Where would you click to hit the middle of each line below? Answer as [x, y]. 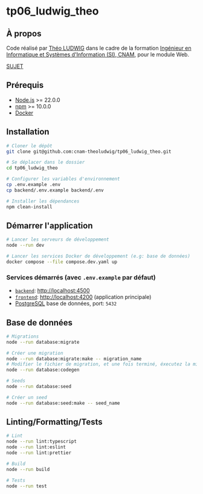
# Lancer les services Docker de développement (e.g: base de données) [98, 256]
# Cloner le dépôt [29, 146]
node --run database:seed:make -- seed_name [63, 403]
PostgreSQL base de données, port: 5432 [66, 304]
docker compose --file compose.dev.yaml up [62, 262]
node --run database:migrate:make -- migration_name [74, 359]
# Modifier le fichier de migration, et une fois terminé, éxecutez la [98, 364]
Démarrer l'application [50, 225]
